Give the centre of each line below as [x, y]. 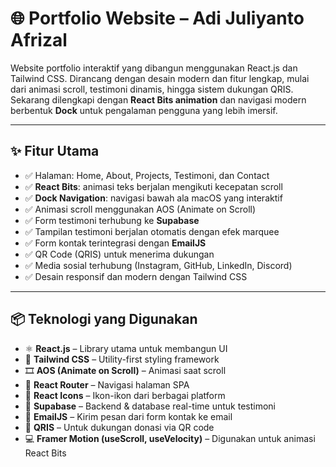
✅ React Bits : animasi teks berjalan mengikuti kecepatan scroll [153, 186]
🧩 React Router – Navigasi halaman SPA [107, 384]
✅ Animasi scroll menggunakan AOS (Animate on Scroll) [140, 209]
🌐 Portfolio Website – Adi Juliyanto [157, 18]
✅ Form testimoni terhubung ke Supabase [112, 220]
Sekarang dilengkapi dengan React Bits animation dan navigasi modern [158, 99]
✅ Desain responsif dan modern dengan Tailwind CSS [136, 276]
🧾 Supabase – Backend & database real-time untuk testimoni [150, 406]
